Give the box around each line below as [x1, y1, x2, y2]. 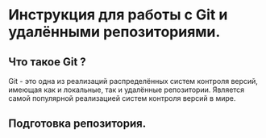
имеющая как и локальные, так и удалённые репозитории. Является [8, 85, 245, 94]
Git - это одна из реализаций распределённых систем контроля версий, [8, 77, 258, 86]
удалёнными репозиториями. [8, 23, 221, 41]
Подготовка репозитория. [8, 117, 147, 131]
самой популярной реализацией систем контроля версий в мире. [8, 94, 236, 102]
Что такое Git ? [8, 55, 86, 69]
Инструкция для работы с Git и [8, 6, 228, 24]
